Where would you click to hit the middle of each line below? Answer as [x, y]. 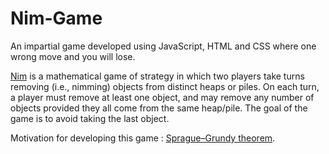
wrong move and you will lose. [73, 56]
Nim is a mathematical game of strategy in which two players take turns [157, 76]
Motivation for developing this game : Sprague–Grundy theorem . [143, 138]
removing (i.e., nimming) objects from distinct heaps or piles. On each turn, [165, 86]
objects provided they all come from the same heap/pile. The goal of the [159, 108]
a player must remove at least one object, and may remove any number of [162, 97]
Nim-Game [56, 18]
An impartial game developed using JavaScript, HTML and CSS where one [163, 46]
